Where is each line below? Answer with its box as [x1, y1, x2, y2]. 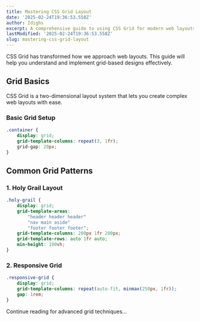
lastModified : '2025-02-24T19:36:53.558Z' [6, 31, 113, 37]
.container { [6, 127, 39, 133]
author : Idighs [6, 20, 44, 26]
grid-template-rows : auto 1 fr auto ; [17, 236, 108, 242]
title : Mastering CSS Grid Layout [6, 8, 92, 15]
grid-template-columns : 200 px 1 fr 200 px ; [17, 230, 121, 236]
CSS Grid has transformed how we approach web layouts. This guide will [6, 53, 185, 60]
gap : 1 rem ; [17, 291, 44, 297]
